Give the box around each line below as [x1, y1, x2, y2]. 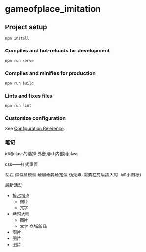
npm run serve [5, 58, 34, 63]
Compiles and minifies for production [5, 70, 96, 76]
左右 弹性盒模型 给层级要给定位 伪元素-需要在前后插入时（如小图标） [5, 172, 144, 177]
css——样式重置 [5, 161, 38, 167]
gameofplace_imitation [5, 3, 101, 15]
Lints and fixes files [5, 92, 53, 99]
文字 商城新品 [19, 223, 47, 229]
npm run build [5, 81, 34, 86]
